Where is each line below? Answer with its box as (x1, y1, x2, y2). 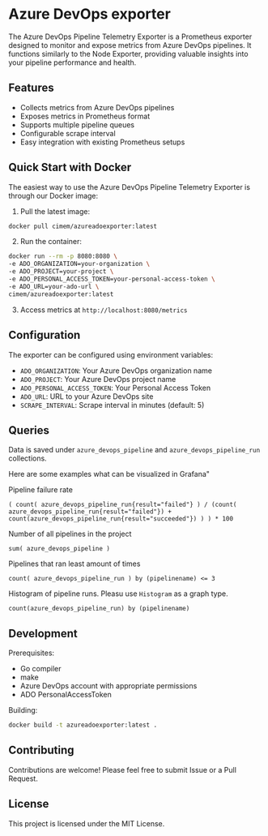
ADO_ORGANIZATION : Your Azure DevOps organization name (19, 366, 213, 375)
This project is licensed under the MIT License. (8, 818, 165, 828)
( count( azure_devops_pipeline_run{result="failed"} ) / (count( (8, 500, 237, 509)
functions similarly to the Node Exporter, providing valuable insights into (8, 49, 249, 58)
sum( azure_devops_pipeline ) (8, 545, 111, 553)
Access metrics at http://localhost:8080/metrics (19, 305, 188, 315)
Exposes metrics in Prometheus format (19, 111, 151, 121)
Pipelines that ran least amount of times (8, 559, 141, 568)
